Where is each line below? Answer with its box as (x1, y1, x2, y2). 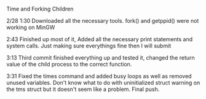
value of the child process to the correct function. (6, 61, 132, 68)
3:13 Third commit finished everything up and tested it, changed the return (6, 54, 195, 61)
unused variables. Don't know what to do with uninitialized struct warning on (6, 79, 200, 86)
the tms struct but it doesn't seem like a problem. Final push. (6, 85, 160, 93)
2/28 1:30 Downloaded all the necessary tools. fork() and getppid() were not (6, 17, 199, 24)
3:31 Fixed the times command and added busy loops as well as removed (6, 73, 192, 79)
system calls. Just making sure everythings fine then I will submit (6, 42, 172, 49)
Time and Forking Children (6, 6, 74, 12)
